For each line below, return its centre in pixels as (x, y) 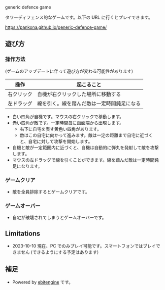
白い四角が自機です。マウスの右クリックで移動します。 (68, 116)
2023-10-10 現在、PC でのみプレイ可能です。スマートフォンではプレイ (84, 246)
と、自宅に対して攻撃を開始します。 (56, 141)
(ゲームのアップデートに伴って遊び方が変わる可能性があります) (69, 71)
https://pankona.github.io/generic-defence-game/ (56, 27)
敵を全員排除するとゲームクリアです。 (51, 192)
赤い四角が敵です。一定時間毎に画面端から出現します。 (68, 123)
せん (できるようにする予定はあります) (60, 252)
